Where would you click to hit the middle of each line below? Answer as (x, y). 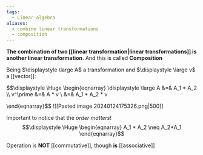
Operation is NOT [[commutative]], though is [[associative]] (81, 145)
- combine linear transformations (55, 29)
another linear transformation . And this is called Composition (84, 58)
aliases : (17, 23)
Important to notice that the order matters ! (59, 118)
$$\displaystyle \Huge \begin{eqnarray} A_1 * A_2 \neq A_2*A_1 (102, 127)
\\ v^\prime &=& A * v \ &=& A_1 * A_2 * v (57, 94)
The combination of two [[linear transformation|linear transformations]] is (101, 51)
